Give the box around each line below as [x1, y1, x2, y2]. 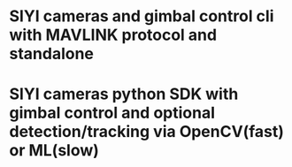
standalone [9, 44, 95, 64]
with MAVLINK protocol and [9, 25, 218, 45]
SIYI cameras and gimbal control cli [9, 6, 274, 27]
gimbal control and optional [9, 103, 215, 123]
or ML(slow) [9, 140, 100, 161]
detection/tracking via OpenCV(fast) [9, 122, 285, 142]
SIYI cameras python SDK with [9, 84, 239, 104]
